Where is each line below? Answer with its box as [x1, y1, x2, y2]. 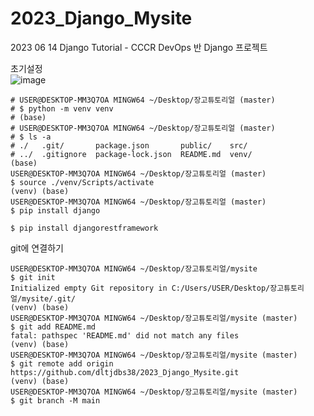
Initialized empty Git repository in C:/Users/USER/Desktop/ [10, 283, 271, 293]
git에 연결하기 [10, 242, 64, 254]
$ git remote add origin [10, 358, 114, 369]
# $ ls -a [10, 132, 52, 142]
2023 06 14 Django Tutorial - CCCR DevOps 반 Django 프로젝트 [10, 41, 268, 53]
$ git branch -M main [10, 395, 101, 406]
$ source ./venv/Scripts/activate [10, 177, 155, 187]
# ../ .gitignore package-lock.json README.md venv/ [10, 149, 253, 159]
